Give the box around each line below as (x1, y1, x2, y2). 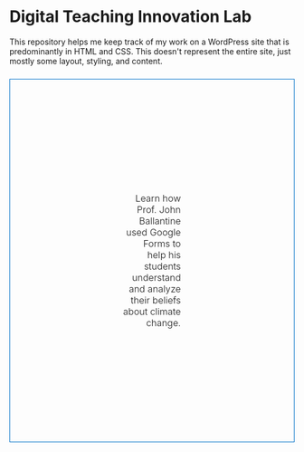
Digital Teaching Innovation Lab (9, 6, 252, 27)
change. (146, 316, 181, 329)
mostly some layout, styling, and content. (9, 55, 163, 66)
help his (147, 248, 181, 261)
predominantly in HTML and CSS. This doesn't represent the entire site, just (9, 45, 291, 56)
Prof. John (137, 203, 181, 216)
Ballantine (138, 215, 181, 227)
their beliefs (130, 293, 181, 306)
